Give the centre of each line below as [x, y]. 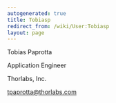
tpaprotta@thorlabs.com [42, 92]
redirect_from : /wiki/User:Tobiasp [58, 26]
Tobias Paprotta [30, 52]
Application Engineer [37, 65]
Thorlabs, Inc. [27, 79]
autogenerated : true [37, 13]
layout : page [26, 33]
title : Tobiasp [29, 20]
